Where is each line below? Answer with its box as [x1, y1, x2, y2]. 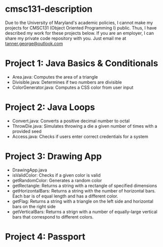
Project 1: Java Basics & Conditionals [5, 58, 159, 69]
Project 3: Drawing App [5, 151, 102, 162]
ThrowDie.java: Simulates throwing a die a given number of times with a [12, 123, 157, 129]
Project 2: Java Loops [5, 102, 95, 113]
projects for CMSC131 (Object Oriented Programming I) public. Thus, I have [5, 25, 157, 30]
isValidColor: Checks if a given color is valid [12, 172, 101, 178]
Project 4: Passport [5, 231, 86, 242]
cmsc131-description [5, 3, 93, 15]
